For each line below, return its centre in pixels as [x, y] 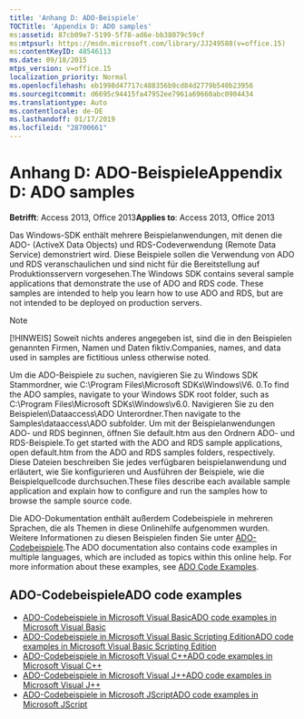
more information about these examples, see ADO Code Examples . [134, 566]
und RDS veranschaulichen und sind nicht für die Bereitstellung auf [135, 264]
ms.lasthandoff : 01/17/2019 [63, 119]
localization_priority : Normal [69, 77]
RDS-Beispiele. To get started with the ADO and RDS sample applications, [146, 442]
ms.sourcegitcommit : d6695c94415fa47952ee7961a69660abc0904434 [132, 94]
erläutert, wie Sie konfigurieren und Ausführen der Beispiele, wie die [137, 471]
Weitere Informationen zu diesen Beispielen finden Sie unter [122, 537]
